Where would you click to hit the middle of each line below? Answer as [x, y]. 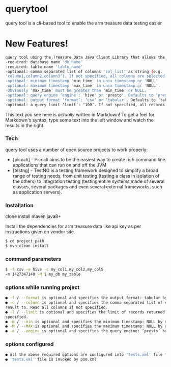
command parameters [33, 259]
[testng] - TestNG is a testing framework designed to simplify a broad [85, 170]
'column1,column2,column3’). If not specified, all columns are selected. [86, 76]
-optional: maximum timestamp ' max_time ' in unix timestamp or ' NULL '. [83, 86]
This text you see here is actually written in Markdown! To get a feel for [80, 114]
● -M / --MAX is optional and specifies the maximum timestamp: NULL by [84, 326]
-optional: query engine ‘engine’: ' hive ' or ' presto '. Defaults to [79, 95]
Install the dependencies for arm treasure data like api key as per [73, 226]
